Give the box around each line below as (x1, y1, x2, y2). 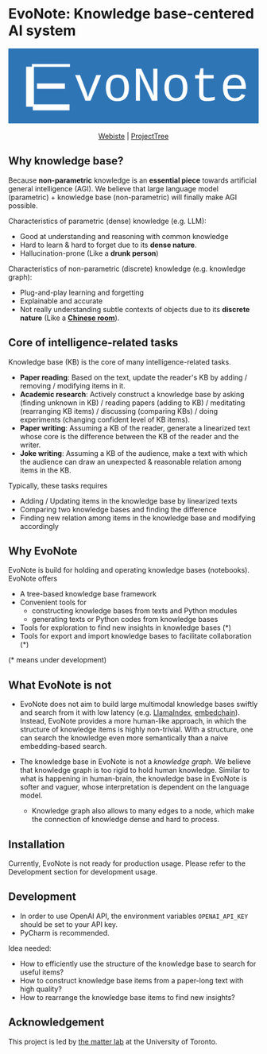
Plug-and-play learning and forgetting (19, 288, 145, 297)
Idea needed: (8, 943, 52, 953)
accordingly (19, 521, 60, 531)
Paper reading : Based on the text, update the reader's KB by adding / (19, 373, 248, 382)
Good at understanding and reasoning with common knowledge (19, 231, 229, 241)
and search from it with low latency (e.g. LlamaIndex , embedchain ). (19, 708, 240, 717)
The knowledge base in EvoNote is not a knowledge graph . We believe (19, 757, 252, 766)
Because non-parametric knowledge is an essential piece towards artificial (8, 176, 257, 185)
